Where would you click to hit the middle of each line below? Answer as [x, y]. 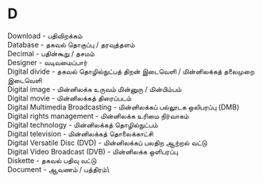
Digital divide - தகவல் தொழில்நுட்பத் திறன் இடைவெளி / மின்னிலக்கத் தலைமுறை [131, 71]
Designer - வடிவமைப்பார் [48, 62]
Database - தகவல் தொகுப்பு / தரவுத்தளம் [72, 44]
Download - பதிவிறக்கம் [45, 36]
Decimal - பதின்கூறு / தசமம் [51, 53]
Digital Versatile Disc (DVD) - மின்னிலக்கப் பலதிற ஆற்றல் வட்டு [107, 143]
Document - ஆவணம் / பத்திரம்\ [59, 169]
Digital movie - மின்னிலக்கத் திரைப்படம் [70, 98]
